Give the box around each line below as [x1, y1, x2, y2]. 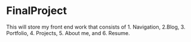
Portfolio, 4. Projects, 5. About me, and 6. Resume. [6, 29, 130, 36]
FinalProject [6, 4, 67, 17]
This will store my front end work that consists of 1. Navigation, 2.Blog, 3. [6, 23, 186, 30]
